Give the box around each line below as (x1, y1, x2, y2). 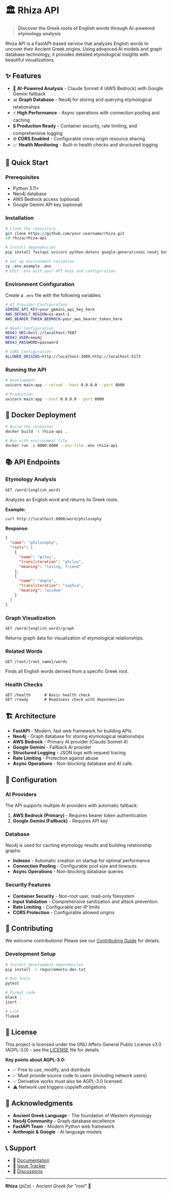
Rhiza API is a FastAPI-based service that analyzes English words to (5, 40, 149, 47)
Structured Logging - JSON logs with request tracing (12, 750, 126, 756)
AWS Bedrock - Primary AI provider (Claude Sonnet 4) (12, 739, 128, 745)
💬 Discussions (12, 1168, 43, 1174)
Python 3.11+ (12, 186, 40, 192)
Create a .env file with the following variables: (5, 292, 102, 298)
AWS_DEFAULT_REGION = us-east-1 (5, 312, 70, 317)
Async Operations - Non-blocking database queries (12, 869, 124, 875)
